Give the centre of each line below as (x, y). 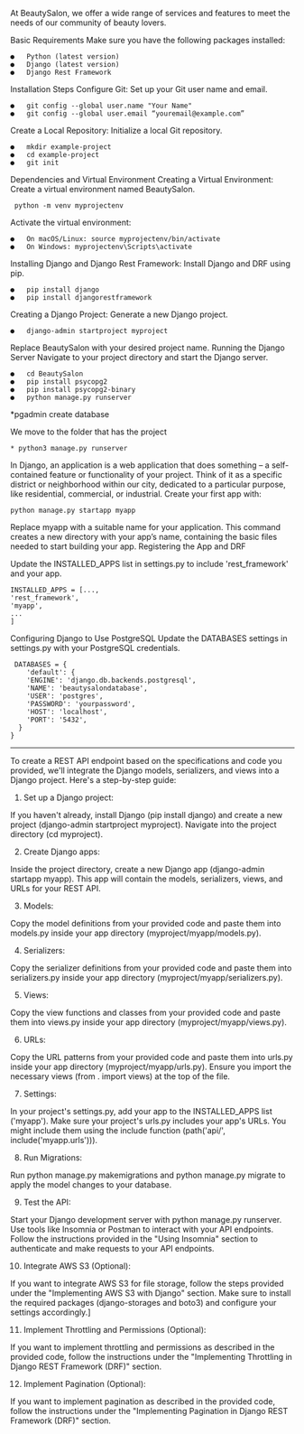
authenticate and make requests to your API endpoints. (112, 1248)
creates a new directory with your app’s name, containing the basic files (144, 537)
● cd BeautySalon (47, 374)
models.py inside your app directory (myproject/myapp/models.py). (136, 933)
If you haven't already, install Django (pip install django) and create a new (147, 815)
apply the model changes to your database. (91, 1185)
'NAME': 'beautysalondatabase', (87, 688)
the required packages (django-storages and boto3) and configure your (143, 1303)
